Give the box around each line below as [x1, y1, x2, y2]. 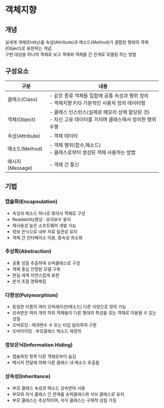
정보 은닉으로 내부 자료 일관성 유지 [12, 228, 78, 234]
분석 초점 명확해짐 [12, 278, 46, 284]
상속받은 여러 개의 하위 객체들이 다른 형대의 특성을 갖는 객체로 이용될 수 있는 [12, 310, 157, 316]
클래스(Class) [7, 96, 38, 102]
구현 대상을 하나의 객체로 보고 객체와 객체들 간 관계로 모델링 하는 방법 [5, 52, 137, 57]
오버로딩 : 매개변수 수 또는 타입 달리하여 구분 [12, 322, 97, 328]
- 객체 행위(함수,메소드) [49, 142, 101, 148]
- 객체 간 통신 [49, 161, 80, 168]
